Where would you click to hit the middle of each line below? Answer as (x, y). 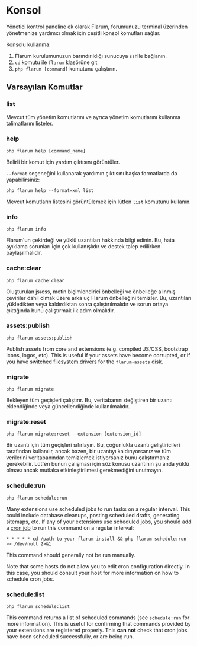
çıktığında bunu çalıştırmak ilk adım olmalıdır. (61, 310)
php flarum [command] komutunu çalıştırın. (66, 68)
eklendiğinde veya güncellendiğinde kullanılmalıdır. (68, 407)
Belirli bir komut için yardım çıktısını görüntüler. (63, 162)
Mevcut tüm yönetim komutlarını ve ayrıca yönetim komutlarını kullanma (93, 117)
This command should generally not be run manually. (71, 555)
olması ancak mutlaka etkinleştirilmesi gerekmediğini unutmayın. (85, 470)
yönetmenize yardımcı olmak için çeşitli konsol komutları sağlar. (83, 33)
